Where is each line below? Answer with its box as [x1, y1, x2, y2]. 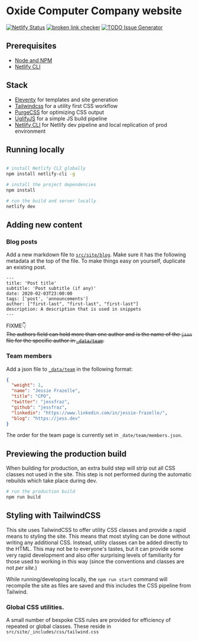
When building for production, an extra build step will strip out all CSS [6, 464, 176, 472]
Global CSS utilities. [6, 603, 64, 611]
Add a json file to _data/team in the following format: [6, 365, 133, 372]
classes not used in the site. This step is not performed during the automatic [6, 471, 192, 478]
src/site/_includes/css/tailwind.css [6, 629, 99, 635]
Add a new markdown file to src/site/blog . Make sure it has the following [6, 251, 186, 259]
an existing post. [6, 264, 47, 271]
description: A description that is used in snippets [6, 307, 142, 312]
